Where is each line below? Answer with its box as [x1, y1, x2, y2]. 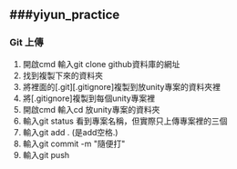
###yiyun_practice [9, 7, 120, 23]
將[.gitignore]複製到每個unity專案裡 [22, 93, 156, 104]
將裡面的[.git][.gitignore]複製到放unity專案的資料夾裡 [22, 81, 221, 92]
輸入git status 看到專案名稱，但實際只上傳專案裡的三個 [22, 115, 228, 126]
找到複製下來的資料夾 [22, 70, 103, 81]
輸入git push [22, 149, 70, 160]
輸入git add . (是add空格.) [22, 126, 118, 137]
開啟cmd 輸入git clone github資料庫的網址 [22, 58, 180, 69]
